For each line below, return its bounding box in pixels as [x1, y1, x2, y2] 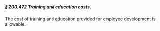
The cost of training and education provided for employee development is [5, 16, 156, 22]
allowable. [5, 21, 26, 27]
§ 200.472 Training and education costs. [5, 4, 92, 10]
